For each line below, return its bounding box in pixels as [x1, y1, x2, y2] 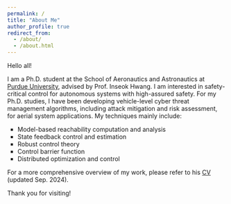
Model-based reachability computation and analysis [17, 126, 166, 133]
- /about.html [13, 42, 54, 49]
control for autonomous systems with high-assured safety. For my [28, 90, 216, 98]
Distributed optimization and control [17, 155, 120, 163]
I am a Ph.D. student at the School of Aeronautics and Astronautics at [7, 75, 205, 83]
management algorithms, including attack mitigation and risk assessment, [7, 105, 218, 112]
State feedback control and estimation [17, 133, 127, 141]
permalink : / [7, 10, 45, 17]
